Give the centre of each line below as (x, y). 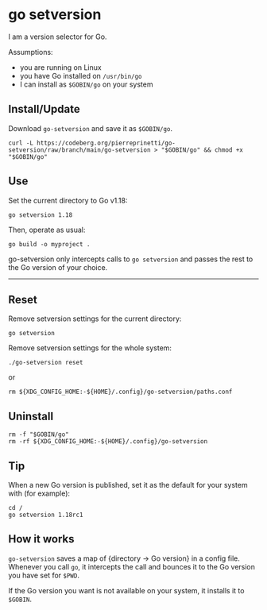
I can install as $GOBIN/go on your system (86, 84)
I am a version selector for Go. (58, 37)
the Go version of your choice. (58, 267)
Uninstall (31, 416)
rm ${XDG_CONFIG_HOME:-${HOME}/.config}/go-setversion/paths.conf (120, 392)
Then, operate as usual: (47, 230)
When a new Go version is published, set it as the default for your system (128, 485)
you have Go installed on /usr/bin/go (81, 75)
